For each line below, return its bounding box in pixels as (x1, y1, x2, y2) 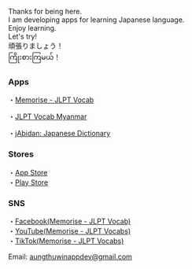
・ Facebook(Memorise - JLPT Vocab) (8, 216, 131, 226)
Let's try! (8, 31, 38, 41)
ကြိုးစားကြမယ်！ (8, 53, 61, 61)
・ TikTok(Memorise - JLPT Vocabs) (8, 236, 124, 245)
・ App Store (8, 168, 48, 177)
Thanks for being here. (8, 7, 83, 16)
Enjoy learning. (8, 24, 57, 32)
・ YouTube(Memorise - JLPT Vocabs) (8, 226, 131, 235)
